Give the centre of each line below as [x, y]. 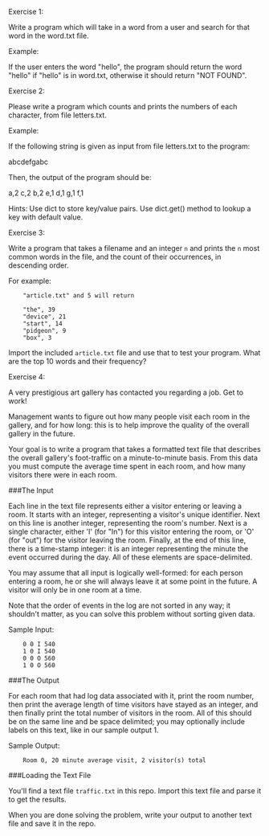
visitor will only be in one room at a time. [75, 590]
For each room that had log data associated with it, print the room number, [131, 696]
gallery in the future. [42, 434]
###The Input [31, 490]
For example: [30, 281]
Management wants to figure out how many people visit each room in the [129, 416]
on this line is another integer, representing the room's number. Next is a [128, 523]
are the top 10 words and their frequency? [77, 361]
